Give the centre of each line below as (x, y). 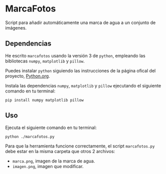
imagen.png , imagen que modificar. (48, 166)
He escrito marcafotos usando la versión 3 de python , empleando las (75, 55)
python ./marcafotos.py (30, 136)
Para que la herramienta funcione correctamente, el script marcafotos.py (80, 146)
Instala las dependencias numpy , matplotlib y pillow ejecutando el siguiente (83, 85)
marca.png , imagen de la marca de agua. (53, 161)
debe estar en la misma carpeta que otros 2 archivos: (60, 151)
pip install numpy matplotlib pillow (44, 100)
